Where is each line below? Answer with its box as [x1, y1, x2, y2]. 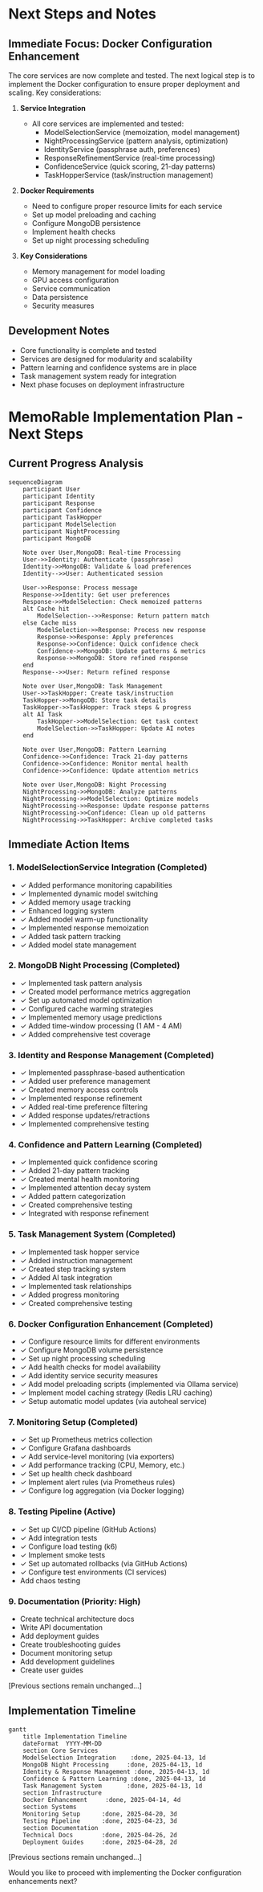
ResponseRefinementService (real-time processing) [43, 154, 216, 162]
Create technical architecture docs [19, 1614, 135, 1623]
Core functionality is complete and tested [19, 345, 157, 355]
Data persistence [31, 293, 89, 302]
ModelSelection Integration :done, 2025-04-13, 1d [22, 1754, 206, 1762]
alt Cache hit [22, 605, 70, 613]
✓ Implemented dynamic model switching [19, 889, 159, 898]
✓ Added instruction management [19, 1255, 133, 1265]
